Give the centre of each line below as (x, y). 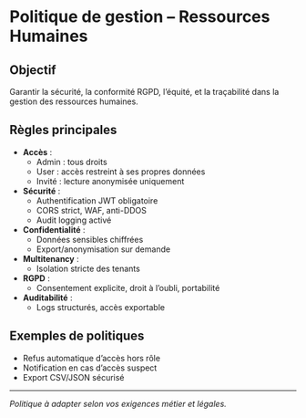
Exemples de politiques (77, 336)
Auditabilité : (47, 298)
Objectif (33, 70)
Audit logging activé (74, 220)
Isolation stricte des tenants (88, 268)
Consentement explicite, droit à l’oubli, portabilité (128, 287)
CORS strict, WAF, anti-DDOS (92, 210)
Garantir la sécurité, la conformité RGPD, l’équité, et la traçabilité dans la (144, 92)
